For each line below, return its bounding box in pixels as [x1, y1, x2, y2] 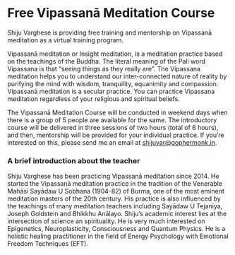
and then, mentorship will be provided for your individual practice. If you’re [7, 131, 224, 139]
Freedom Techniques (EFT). [7, 239, 88, 248]
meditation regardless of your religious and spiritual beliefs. [7, 94, 180, 103]
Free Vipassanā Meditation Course [7, 5, 215, 21]
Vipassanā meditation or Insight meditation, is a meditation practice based [7, 49, 223, 58]
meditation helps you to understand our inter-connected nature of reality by [7, 72, 227, 81]
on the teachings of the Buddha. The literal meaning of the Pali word [7, 57, 206, 65]
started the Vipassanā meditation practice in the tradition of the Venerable [7, 179, 223, 188]
